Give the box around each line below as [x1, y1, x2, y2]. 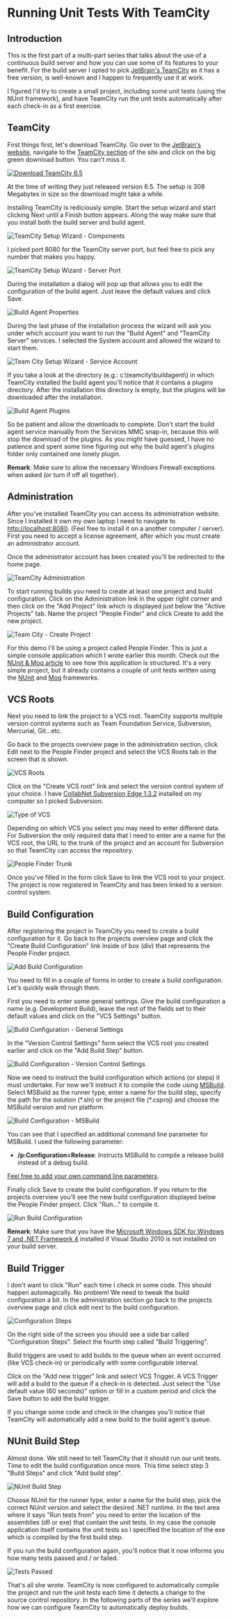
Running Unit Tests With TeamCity [7, 5, 210, 21]
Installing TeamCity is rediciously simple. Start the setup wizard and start [7, 203, 216, 211]
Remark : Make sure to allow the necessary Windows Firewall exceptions [7, 463, 216, 472]
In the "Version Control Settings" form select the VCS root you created [7, 1039, 209, 1047]
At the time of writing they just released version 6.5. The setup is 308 [7, 182, 205, 190]
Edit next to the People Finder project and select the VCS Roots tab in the [7, 748, 217, 756]
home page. [7, 560, 42, 568]
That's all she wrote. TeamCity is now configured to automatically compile [7, 1580, 219, 1589]
